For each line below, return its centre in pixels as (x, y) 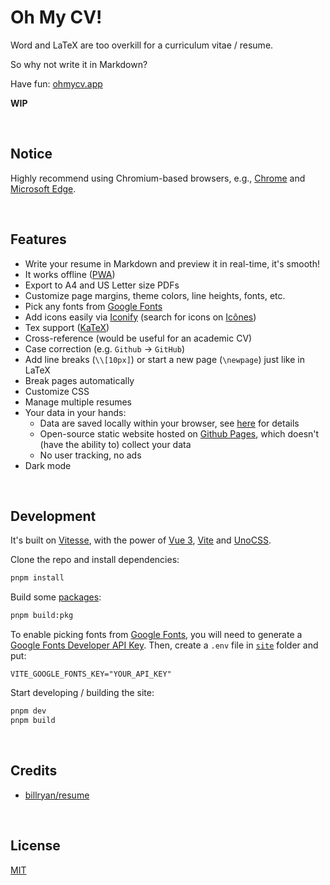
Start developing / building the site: (82, 693)
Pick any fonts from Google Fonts (93, 306)
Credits (34, 771)
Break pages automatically (79, 380)
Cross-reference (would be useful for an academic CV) (138, 338)
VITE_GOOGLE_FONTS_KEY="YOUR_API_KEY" (91, 674)
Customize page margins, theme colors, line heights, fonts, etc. (155, 295)
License (35, 846)
